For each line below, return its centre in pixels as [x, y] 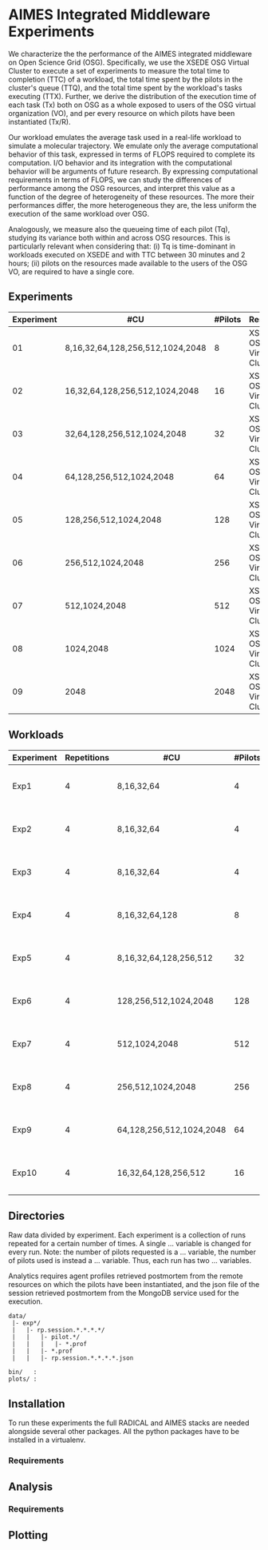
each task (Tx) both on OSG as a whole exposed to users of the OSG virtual [132, 105]
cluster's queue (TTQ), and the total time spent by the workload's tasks [125, 88]
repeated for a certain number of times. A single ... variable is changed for [130, 1244]
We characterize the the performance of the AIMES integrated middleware [130, 54]
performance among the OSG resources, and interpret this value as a [122, 188]
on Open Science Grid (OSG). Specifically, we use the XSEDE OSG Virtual [129, 62]
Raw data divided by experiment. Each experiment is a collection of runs [127, 1235]
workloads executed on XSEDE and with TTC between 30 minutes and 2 [127, 254]
